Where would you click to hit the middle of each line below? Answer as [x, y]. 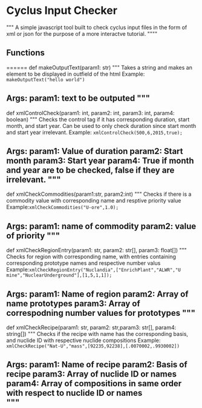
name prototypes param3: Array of [73, 303]
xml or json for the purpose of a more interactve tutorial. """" [82, 33]
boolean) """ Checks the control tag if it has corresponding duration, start [98, 119]
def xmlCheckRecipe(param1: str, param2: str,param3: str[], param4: [91, 327]
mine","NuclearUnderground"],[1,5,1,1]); [59, 276]
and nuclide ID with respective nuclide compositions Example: [83, 340]
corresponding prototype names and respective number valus [83, 263]
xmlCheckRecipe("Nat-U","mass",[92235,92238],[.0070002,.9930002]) [93, 346]
